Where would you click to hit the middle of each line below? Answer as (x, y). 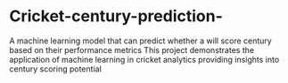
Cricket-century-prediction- (116, 16)
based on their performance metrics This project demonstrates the (132, 49)
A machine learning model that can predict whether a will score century (140, 41)
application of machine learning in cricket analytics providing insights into (144, 59)
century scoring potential (56, 69)
